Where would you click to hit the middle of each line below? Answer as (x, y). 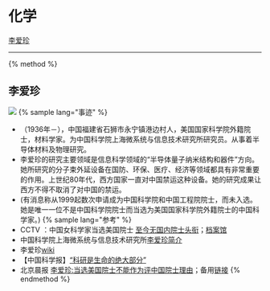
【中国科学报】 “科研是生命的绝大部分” (83, 260)
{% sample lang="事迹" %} (63, 112)
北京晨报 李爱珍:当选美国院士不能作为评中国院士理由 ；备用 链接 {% (130, 269)
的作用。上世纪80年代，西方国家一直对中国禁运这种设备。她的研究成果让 (141, 179)
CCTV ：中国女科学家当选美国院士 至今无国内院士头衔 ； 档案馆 (123, 229)
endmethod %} (45, 279)
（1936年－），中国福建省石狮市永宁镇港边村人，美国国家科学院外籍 (132, 129)
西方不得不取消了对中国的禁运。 (73, 189)
